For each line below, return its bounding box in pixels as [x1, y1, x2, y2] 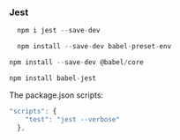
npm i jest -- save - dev [17, 26, 101, 35]
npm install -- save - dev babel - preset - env [17, 42, 172, 51]
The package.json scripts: [9, 90, 104, 100]
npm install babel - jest [9, 73, 97, 83]
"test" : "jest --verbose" [25, 114, 121, 124]
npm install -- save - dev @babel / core [9, 58, 144, 67]
